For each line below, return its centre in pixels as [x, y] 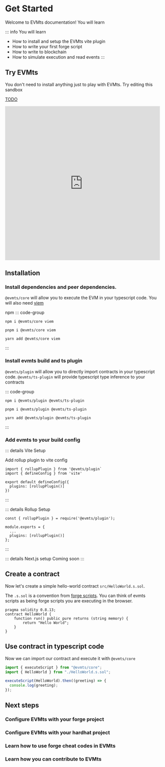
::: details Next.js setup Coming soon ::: [45, 559]
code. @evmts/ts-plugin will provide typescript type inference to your [75, 377]
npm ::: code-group [25, 313]
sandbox [14, 90]
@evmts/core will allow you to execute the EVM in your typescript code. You [81, 298]
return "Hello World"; [46, 623]
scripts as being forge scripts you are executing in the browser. [69, 601]
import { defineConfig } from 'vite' [44, 474]
